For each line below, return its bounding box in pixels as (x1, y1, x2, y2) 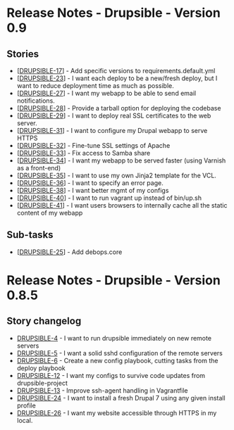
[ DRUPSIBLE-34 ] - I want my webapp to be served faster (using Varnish (16, 156, 226, 165)
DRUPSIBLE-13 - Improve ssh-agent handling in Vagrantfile (16, 386, 188, 395)
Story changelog (6, 315, 82, 327)
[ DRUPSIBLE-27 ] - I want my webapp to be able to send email (16, 89, 197, 97)
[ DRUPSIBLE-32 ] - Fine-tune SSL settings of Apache (16, 141, 171, 149)
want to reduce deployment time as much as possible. (16, 82, 174, 89)
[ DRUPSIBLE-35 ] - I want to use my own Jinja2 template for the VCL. (16, 171, 216, 179)
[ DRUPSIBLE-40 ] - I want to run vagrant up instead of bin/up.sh (16, 194, 202, 202)
